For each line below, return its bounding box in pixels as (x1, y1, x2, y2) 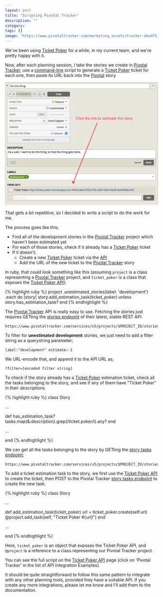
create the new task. (5, 481, 46, 487)
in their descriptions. (5, 385, 46, 391)
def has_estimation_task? (5, 414, 56, 419)
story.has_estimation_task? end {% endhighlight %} (5, 299, 108, 305)
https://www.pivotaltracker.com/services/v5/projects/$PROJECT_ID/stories (5, 324, 160, 329)
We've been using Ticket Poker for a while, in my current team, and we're (5, 48, 152, 53)
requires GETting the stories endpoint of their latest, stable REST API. (5, 314, 143, 320)
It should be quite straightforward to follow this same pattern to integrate (5, 572, 150, 578)
